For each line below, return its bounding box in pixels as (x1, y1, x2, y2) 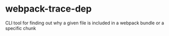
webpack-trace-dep (5, 3, 92, 15)
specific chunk (5, 25, 37, 31)
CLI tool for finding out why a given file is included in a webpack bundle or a (5, 20, 164, 26)
